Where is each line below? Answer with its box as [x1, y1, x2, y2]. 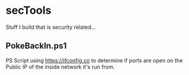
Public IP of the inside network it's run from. [5, 63, 115, 70]
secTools [5, 4, 52, 17]
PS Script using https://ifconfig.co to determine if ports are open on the [5, 56, 183, 64]
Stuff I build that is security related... [5, 23, 96, 31]
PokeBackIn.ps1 [5, 41, 67, 51]
